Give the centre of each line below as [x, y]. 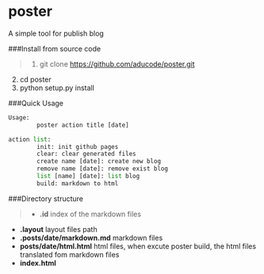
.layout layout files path [58, 229]
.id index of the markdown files [90, 214]
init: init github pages [78, 147]
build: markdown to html [78, 183]
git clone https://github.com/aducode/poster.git [117, 64]
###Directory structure [46, 198]
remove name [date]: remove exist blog [103, 169]
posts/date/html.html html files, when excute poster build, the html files [138, 246]
